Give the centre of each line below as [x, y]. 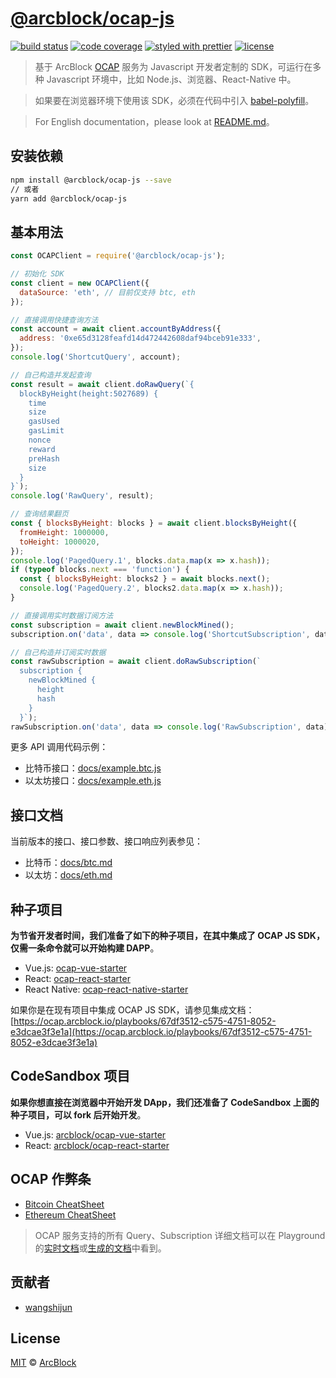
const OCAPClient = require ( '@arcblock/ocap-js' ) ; [118, 256]
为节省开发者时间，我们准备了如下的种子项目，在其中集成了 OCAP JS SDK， [167, 936]
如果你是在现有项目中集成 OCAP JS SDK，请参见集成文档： [132, 1010]
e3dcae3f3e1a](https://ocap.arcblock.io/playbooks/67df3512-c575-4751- [161, 1032]
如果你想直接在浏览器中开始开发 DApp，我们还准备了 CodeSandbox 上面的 [165, 1102]
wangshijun [48, 1307]
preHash [44, 458]
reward [42, 449]
